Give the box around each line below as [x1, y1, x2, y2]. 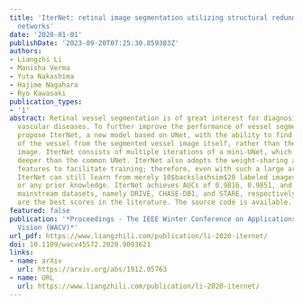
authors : [9, 47, 42, 56]
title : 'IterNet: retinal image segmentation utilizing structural [9, 13, 269, 23]
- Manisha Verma [9, 64, 70, 73]
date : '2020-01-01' [9, 30, 83, 39]
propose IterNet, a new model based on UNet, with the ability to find [17, 131, 293, 140]
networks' [17, 22, 54, 31]
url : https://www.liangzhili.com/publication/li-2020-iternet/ [17, 282, 260, 291]
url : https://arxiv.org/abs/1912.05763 [17, 265, 168, 274]
